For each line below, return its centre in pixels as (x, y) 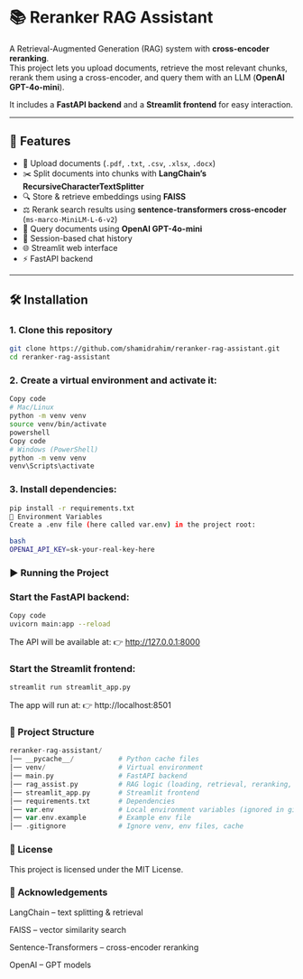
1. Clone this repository (61, 331)
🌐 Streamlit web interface (70, 247)
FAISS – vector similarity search (68, 929)
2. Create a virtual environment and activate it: (113, 380)
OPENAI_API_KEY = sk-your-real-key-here (82, 550)
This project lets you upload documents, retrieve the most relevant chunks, (149, 68)
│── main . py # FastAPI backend (98, 776)
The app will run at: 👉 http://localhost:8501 (90, 705)
